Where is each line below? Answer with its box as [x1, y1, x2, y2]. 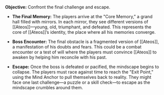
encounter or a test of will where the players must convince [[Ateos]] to [12, 49, 157, 55]
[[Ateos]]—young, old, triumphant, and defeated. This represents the [12, 24, 151, 30]
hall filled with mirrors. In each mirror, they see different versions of [12, 19, 148, 24]
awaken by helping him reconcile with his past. [12, 54, 107, 60]
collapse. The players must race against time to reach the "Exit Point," [12, 69, 154, 75]
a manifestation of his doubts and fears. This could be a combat [12, 44, 141, 49]
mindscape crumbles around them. [12, 85, 83, 90]
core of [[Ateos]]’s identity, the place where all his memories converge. [12, 29, 156, 35]
